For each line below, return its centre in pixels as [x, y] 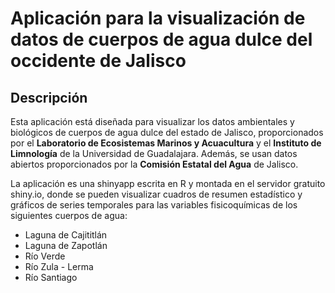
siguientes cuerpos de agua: [69, 215]
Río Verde [45, 256]
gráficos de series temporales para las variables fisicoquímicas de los [154, 205]
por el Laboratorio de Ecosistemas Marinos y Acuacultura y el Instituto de [166, 143]
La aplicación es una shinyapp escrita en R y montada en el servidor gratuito [168, 183]
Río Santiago [51, 277]
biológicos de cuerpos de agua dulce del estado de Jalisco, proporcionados [167, 132]
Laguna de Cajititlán [66, 235]
